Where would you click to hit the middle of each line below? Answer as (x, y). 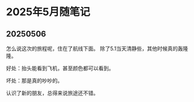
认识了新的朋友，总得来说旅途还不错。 (52, 93)
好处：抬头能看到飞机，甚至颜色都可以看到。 (60, 68)
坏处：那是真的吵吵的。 (34, 80)
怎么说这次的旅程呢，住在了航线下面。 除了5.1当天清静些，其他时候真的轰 (95, 48)
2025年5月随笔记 (48, 12)
